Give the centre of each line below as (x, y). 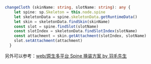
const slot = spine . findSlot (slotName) (56, 26)
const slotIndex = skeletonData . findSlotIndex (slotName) (76, 31)
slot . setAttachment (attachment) (48, 41)
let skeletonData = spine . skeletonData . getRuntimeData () (76, 17)
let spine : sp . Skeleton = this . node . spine (60, 12)
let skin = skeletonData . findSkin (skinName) (62, 22)
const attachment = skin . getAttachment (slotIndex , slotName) (80, 36)
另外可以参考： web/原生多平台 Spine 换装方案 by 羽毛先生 (66, 56)
